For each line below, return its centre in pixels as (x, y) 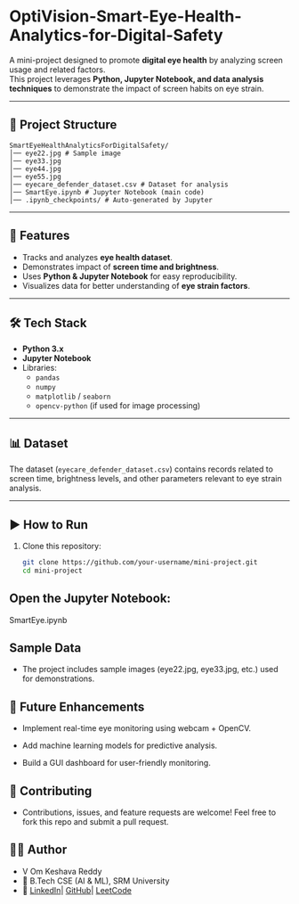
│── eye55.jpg (36, 177)
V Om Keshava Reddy (62, 871)
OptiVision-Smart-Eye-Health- (125, 16)
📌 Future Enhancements (77, 707)
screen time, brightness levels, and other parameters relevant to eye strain (145, 479)
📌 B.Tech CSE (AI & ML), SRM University (96, 881)
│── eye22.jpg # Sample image (65, 153)
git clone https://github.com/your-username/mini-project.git (140, 563)
